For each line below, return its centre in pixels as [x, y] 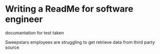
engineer [24, 19]
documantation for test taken [35, 33]
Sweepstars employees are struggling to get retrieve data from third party [80, 42]
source [12, 47]
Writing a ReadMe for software [69, 9]
